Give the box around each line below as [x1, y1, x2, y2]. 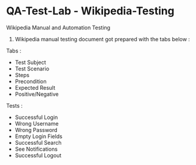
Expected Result [14, 84, 56, 91]
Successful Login [14, 114, 58, 121]
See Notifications [14, 145, 58, 152]
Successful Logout [14, 151, 62, 159]
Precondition [14, 78, 47, 85]
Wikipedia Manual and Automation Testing [6, 24, 111, 31]
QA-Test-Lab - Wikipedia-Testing [6, 4, 175, 18]
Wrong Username [14, 120, 59, 127]
